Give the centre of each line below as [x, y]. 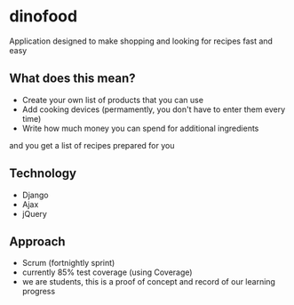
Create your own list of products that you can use [113, 100]
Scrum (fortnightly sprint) [68, 263]
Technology [43, 174]
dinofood [44, 16]
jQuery [34, 213]
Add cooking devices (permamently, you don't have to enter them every [154, 109]
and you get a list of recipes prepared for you [92, 145]
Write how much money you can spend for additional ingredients [140, 128]
